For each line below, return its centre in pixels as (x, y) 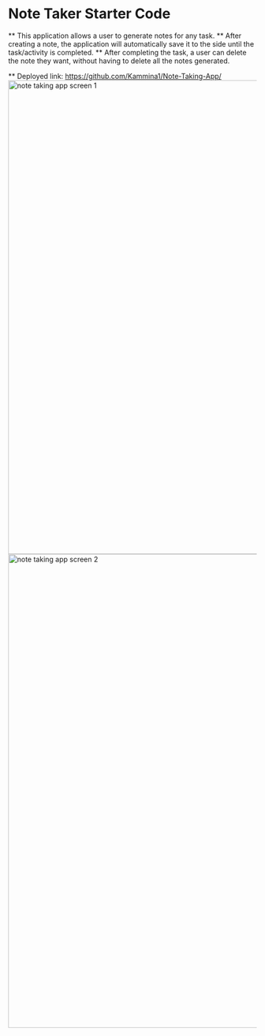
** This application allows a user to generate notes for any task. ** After (125, 36)
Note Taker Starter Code (90, 14)
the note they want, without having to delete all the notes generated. (119, 61)
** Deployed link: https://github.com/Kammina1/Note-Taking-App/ (115, 76)
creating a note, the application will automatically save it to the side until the (131, 43)
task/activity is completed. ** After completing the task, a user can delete (127, 52)
